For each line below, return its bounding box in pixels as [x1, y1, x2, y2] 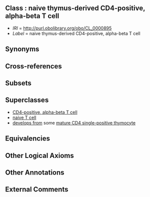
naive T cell [12, 114, 36, 120]
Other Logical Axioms [5, 151, 74, 159]
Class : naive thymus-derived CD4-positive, [5, 4, 145, 12]
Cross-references [5, 62, 62, 70]
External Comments [5, 185, 68, 194]
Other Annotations [5, 168, 64, 176]
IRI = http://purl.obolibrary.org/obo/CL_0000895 [12, 25, 112, 31]
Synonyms [5, 45, 39, 53]
